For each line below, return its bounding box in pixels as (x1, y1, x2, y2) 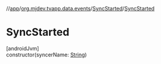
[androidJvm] (6, 45, 40, 52)
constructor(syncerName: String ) (6, 51, 87, 58)
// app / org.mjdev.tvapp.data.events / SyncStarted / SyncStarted (6, 5, 155, 12)
